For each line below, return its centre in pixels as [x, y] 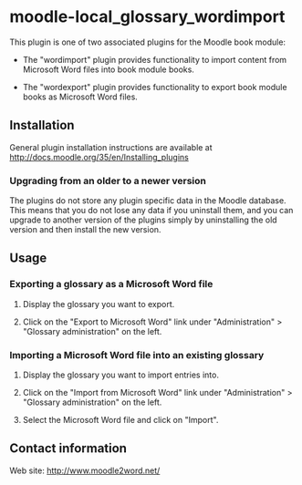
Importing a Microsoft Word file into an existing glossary [137, 355]
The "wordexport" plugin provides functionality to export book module [155, 87]
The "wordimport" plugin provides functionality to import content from [155, 59]
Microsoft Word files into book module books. [108, 69]
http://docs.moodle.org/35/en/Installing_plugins [99, 157]
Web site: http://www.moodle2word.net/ [85, 470]
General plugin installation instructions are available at [111, 147]
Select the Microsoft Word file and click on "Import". [120, 420]
